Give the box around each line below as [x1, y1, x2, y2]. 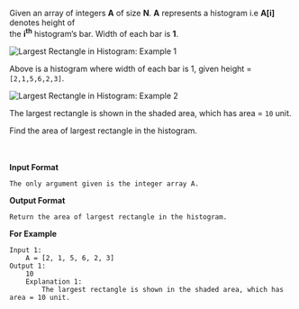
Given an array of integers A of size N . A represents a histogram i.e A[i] [9, 8, 275, 18]
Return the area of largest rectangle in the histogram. [9, 212, 228, 222]
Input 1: [9, 245, 42, 255]
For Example [9, 228, 57, 239]
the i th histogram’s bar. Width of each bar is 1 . [9, 27, 178, 39]
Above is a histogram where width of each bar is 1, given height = [9, 63, 252, 74]
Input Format [9, 161, 59, 172]
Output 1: [9, 261, 47, 270]
